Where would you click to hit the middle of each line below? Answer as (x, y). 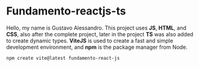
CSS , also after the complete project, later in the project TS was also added (100, 34)
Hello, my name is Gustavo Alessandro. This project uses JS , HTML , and (96, 28)
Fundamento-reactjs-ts (66, 11)
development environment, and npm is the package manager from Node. (97, 47)
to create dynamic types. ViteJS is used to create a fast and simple (90, 40)
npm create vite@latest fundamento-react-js (63, 58)
